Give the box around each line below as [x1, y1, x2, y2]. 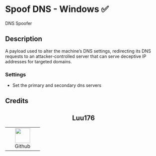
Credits [5, 97, 29, 105]
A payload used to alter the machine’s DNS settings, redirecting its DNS [5, 48, 152, 54]
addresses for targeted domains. [5, 58, 72, 64]
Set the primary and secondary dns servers [12, 82, 102, 88]
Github [14, 143, 31, 150]
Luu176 [72, 114, 95, 122]
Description [5, 35, 42, 43]
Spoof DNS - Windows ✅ [5, 3, 109, 15]
